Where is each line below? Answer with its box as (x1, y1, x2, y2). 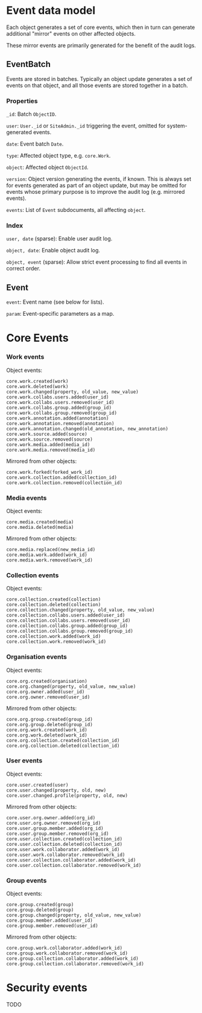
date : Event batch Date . (6, 140, 64, 148)
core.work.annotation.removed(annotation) (6, 420, 115, 426)
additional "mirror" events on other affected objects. (6, 30, 136, 37)
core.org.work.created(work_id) (6, 727, 87, 733)
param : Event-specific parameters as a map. (6, 310, 115, 318)
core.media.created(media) (6, 519, 74, 525)
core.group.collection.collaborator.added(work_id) (6, 956, 139, 962)
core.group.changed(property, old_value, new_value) (6, 912, 142, 918)
